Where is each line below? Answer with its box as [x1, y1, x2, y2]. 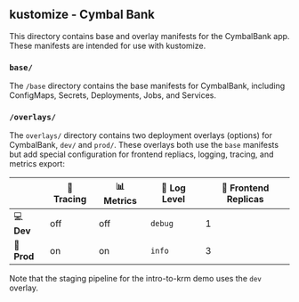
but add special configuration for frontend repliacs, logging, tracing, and [9, 149, 274, 159]
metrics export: [9, 159, 65, 169]
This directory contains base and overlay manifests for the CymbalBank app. [9, 30, 290, 41]
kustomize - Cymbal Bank [9, 7, 156, 22]
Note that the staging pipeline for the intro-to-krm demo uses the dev [9, 273, 263, 284]
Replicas [226, 192, 264, 205]
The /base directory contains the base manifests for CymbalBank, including [9, 80, 286, 92]
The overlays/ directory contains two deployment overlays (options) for [9, 130, 273, 141]
